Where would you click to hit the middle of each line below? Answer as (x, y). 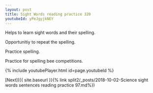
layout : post (18, 10)
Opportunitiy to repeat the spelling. (40, 42)
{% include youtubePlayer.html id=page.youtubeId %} (60, 70)
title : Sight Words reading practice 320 (48, 14)
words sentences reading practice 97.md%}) (50, 85)
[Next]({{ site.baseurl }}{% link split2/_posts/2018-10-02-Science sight (77, 80)
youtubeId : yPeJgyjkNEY (29, 19)
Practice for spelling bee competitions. (44, 61)
